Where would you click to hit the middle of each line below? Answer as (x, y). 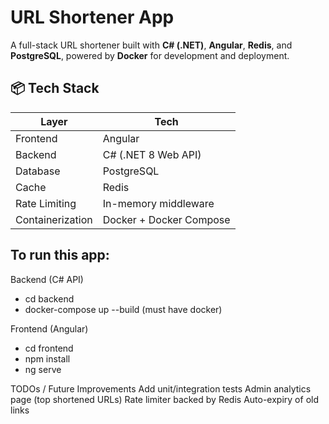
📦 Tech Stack (55, 88)
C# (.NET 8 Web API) (152, 154)
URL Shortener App (92, 17)
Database (38, 171)
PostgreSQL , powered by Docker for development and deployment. (150, 55)
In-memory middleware (158, 203)
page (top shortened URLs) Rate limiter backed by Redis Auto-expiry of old (164, 399)
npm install (47, 358)
